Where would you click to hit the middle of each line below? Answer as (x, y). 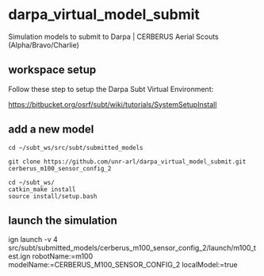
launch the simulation (63, 220)
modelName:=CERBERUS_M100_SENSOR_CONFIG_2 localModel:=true (123, 265)
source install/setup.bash (53, 196)
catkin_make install (42, 189)
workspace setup (52, 70)
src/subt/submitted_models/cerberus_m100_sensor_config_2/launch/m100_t (132, 248)
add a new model (51, 130)
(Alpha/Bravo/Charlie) (44, 44)
